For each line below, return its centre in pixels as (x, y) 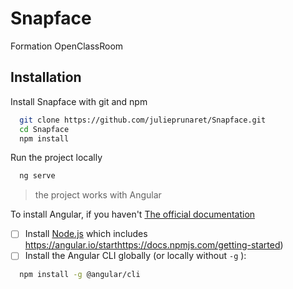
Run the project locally (56, 158)
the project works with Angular (98, 195)
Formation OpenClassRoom (67, 46)
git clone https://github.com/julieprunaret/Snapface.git (143, 120)
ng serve (37, 176)
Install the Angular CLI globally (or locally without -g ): (135, 256)
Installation (46, 77)
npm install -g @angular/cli (80, 275)
